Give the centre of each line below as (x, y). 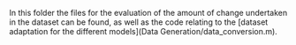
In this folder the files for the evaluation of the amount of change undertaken (148, 13)
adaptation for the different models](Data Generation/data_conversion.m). (144, 31)
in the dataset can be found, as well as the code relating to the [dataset (139, 22)
